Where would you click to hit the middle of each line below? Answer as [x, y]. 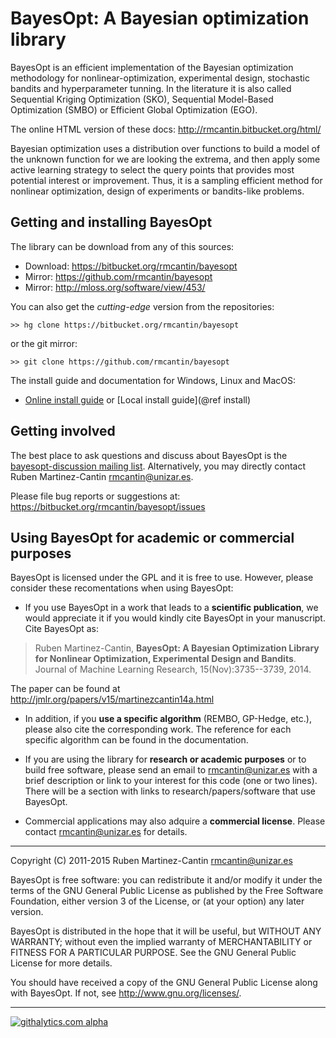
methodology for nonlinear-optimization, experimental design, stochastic [160, 78]
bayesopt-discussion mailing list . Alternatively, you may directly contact [158, 466]
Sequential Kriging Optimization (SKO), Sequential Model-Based [142, 99]
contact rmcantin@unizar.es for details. [106, 832]
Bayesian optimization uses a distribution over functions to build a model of [165, 148]
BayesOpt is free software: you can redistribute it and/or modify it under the [166, 880]
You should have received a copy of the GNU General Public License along [164, 983]
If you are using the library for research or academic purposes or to [165, 759]
